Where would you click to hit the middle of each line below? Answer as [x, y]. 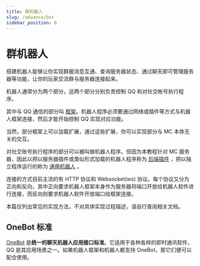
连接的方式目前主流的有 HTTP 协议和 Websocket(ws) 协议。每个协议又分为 [98, 179]
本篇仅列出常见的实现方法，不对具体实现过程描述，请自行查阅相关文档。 [95, 207]
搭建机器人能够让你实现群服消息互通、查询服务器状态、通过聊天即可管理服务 [100, 71]
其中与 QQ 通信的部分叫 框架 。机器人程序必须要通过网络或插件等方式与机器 [99, 112]
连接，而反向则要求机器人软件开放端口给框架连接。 [74, 194]
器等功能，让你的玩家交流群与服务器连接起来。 [63, 79]
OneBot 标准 [29, 227]
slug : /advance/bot [30, 17]
